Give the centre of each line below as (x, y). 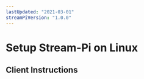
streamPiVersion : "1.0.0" (38, 18)
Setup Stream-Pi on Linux (72, 48)
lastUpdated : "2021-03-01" (40, 12)
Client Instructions (42, 70)
